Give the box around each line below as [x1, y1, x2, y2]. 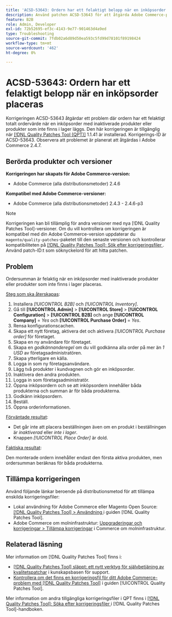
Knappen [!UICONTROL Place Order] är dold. [13, 435, 108, 441]
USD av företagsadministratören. [13, 350, 82, 356]
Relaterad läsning [6, 540, 63, 549]
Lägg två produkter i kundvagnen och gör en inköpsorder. [13, 366, 135, 372]
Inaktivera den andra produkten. [13, 371, 81, 378]
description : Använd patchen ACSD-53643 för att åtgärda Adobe [6, 12, 143, 17]
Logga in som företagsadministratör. [13, 377, 90, 383]
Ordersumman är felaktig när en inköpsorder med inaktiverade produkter [6, 276, 159, 282]
